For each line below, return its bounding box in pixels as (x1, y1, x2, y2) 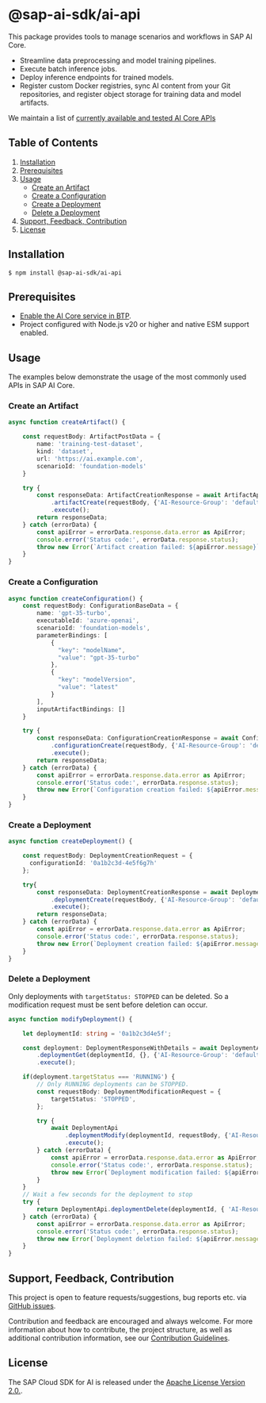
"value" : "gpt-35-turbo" (58, 653, 140, 662)
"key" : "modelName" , (58, 646, 126, 654)
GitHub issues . (8, 1301, 56, 1310)
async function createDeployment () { (8, 837, 133, 846)
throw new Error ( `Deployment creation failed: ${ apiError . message (36, 940, 260, 948)
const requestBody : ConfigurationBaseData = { (22, 602, 179, 610)
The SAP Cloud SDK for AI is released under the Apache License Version (8, 1377, 245, 1386)
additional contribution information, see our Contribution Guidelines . (8, 1333, 230, 1343)
